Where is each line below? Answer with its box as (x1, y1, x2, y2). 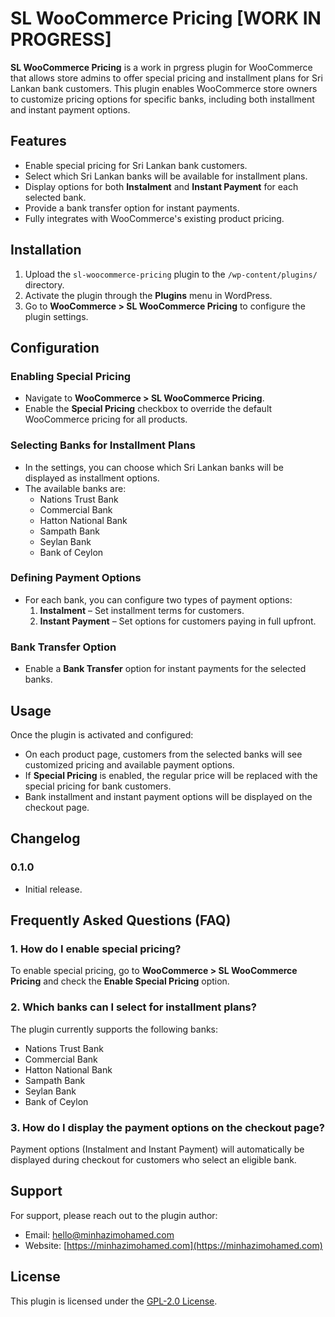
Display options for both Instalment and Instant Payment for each (24, 180, 299, 192)
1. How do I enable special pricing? (10, 942, 182, 956)
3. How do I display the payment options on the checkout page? (10, 1120, 325, 1134)
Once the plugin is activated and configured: (10, 728, 194, 741)
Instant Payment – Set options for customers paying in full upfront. (39, 615, 317, 627)
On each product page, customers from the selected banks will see (24, 748, 303, 760)
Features (10, 133, 67, 150)
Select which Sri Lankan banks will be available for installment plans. (24, 170, 308, 182)
